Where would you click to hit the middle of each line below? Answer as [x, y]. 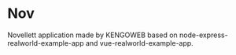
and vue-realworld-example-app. [139, 43]
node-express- [204, 35]
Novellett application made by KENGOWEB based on [92, 35]
